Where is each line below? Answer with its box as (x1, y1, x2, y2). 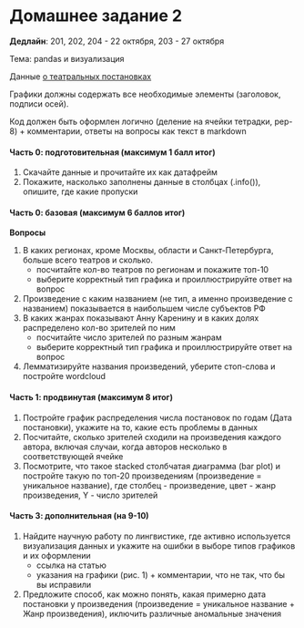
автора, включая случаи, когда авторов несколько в (22, 441, 228, 452)
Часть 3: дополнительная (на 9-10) (9, 510, 149, 521)
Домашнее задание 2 (9, 5, 183, 26)
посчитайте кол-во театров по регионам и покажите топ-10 (35, 264, 269, 275)
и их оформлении (22, 550, 91, 561)
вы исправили (35, 579, 92, 590)
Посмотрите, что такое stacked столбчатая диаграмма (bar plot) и (22, 460, 280, 471)
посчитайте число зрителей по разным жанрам (35, 332, 222, 343)
